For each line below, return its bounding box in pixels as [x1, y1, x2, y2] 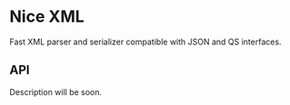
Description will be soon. [9, 86, 103, 97]
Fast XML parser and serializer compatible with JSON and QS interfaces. [9, 36, 282, 47]
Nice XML [9, 6, 85, 27]
